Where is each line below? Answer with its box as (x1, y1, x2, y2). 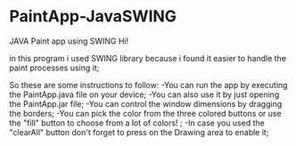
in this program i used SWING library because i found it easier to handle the (9, 53, 287, 63)
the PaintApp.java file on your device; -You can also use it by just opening (9, 89, 280, 100)
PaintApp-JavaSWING (9, 6, 177, 27)
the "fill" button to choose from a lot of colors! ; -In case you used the (9, 118, 265, 128)
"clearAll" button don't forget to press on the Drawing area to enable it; (9, 126, 269, 137)
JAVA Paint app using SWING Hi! (9, 36, 129, 46)
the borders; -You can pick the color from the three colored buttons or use (9, 108, 283, 118)
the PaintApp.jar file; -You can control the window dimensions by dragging (9, 98, 283, 109)
